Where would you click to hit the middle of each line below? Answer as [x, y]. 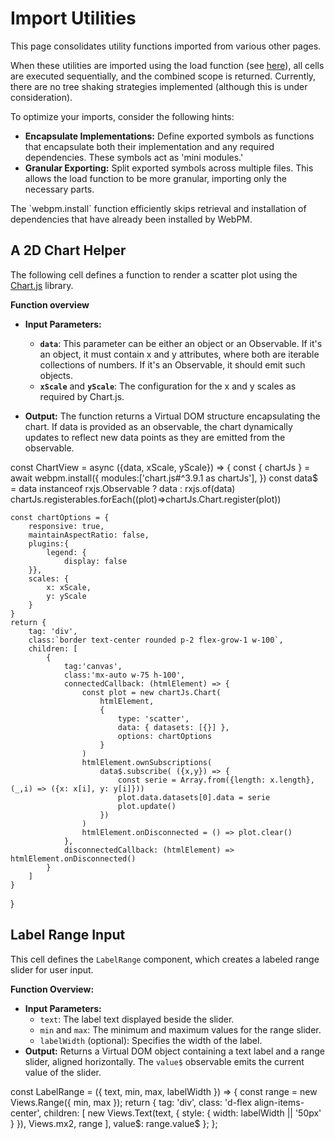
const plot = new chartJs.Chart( [151, 692]
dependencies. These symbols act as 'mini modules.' [134, 157]
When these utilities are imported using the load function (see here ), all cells [167, 65]
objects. [56, 375]
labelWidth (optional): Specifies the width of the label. [151, 1040]
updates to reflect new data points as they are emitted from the [155, 437]
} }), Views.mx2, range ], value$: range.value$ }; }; [114, 1123]
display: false [95, 561]
